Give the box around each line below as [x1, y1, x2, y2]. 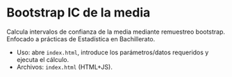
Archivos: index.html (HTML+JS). [16, 63, 113, 71]
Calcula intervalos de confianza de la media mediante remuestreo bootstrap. [6, 27, 226, 36]
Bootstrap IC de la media [6, 5, 151, 21]
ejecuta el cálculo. [16, 55, 69, 63]
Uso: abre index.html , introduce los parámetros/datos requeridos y [16, 48, 209, 56]
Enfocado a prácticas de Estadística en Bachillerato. [6, 34, 156, 43]
